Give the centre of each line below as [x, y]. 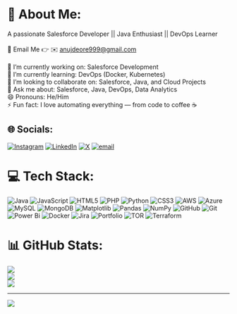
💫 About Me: [44, 14]
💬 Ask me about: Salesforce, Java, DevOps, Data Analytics [92, 89]
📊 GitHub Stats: [55, 245]
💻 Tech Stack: [51, 176]
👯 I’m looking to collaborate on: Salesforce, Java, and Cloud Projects [107, 82]
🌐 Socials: [30, 130]
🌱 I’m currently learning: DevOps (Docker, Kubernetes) [86, 74]
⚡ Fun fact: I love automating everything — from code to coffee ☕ [102, 104]
